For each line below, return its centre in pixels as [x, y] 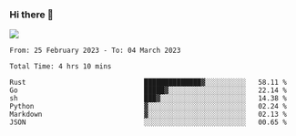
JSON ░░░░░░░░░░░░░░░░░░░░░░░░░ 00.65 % [148, 122]
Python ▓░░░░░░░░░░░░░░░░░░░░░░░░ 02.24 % [148, 107]
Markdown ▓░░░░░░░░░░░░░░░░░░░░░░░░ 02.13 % [148, 115]
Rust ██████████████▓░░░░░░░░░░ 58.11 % [148, 83]
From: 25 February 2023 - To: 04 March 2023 [95, 51]
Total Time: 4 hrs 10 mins [61, 67]
